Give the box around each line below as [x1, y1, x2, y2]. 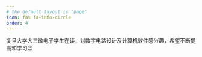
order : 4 [6, 20, 28, 26]
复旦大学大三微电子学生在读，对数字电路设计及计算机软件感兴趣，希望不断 [6, 37, 191, 44]
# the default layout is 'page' [6, 8, 87, 15]
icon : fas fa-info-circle [6, 14, 71, 20]
